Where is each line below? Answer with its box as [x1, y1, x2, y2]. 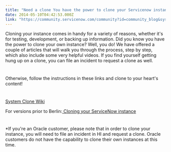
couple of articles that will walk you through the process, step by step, [5, 47, 153, 53]
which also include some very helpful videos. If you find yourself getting [5, 52, 157, 58]
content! [5, 81, 23, 87]
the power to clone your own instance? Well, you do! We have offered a [5, 42, 155, 48]
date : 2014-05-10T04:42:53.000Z [5, 12, 74, 17]
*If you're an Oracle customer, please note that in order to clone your [5, 126, 151, 132]
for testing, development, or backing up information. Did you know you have [5, 36, 165, 42]
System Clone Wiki [5, 98, 45, 104]
